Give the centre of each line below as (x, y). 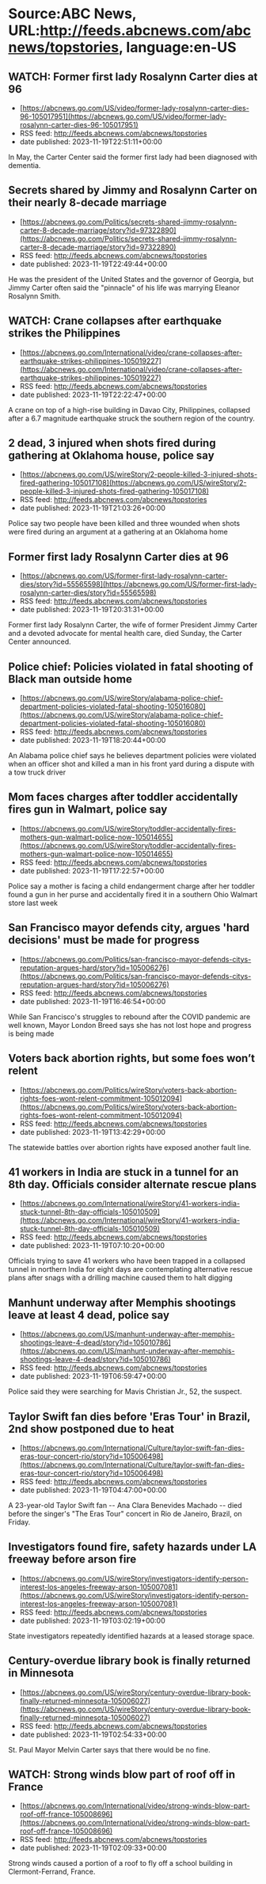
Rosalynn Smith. (34, 296)
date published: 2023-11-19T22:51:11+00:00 (91, 142)
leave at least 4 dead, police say (89, 1315)
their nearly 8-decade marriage (88, 203)
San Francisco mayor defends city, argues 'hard (129, 928)
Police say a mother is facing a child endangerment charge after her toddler (132, 886)
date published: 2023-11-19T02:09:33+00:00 (93, 1848)
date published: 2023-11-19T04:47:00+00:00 (93, 1490)
